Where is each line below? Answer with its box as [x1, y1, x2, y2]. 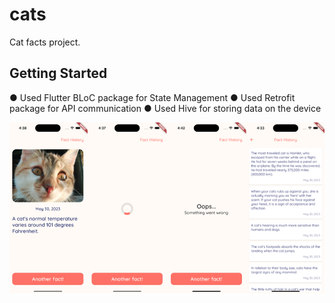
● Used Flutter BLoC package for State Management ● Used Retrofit [9, 91, 296, 103]
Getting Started [9, 65, 108, 82]
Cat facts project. [9, 36, 81, 48]
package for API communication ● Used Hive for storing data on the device [9, 102, 322, 114]
